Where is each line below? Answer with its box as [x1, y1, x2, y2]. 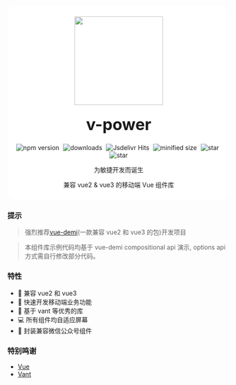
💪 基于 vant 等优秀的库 [17, 306, 83, 315]
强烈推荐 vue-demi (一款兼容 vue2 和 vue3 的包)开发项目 [24, 228, 187, 236]
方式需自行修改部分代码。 [24, 252, 100, 260]
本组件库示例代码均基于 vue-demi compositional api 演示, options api [24, 243, 226, 252]
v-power [85, 115, 152, 134]
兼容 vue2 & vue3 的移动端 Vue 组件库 [63, 180, 175, 189]
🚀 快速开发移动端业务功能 [17, 297, 92, 306]
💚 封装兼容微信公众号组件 [17, 326, 92, 335]
